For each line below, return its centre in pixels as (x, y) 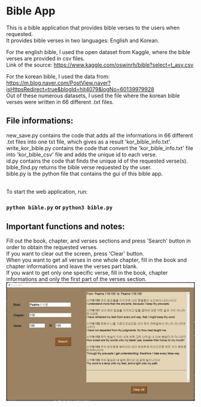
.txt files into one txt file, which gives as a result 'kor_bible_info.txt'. (89, 142)
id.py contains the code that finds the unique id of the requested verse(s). (97, 161)
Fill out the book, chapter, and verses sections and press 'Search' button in (99, 241)
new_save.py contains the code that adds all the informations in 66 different (100, 135)
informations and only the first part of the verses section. (76, 279)
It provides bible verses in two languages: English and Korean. (83, 40)
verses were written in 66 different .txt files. (60, 102)
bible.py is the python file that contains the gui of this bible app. (85, 173)
